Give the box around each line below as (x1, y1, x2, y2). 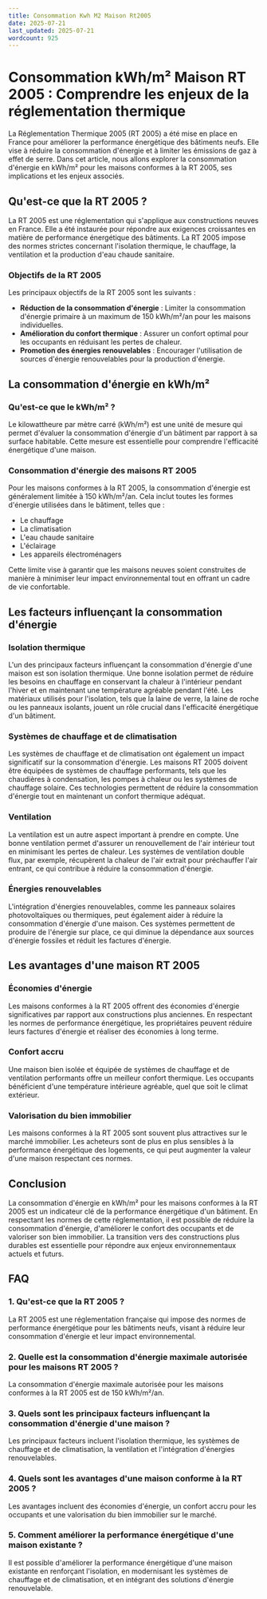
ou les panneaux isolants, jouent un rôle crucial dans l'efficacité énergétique (8, 702, 259, 712)
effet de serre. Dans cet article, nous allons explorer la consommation (8, 154, 238, 164)
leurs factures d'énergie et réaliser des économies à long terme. (8, 1027, 219, 1036)
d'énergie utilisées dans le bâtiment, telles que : (8, 500, 165, 510)
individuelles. (19, 321, 64, 330)
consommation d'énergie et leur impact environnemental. (8, 1331, 197, 1341)
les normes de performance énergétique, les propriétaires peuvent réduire (8, 1018, 253, 1027)
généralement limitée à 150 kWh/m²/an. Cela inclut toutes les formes (8, 492, 234, 501)
